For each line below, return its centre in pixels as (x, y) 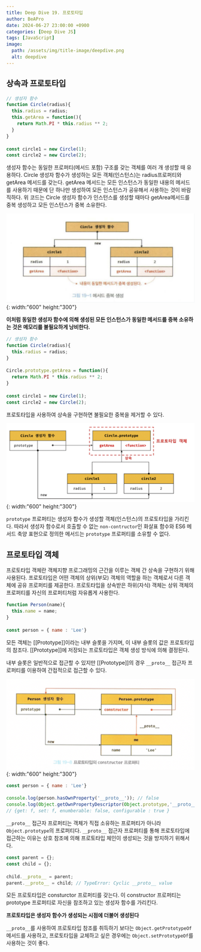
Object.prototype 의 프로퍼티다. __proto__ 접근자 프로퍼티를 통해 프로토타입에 (98, 831)
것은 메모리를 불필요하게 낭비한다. (51, 327)
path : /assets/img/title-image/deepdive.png (68, 51)
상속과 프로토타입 (36, 84)
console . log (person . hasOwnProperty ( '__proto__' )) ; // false (83, 798)
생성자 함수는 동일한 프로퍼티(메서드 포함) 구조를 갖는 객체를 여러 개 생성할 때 (96, 167)
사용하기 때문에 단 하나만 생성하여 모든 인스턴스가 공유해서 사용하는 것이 (96, 190)
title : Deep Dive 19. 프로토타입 (45, 13)
